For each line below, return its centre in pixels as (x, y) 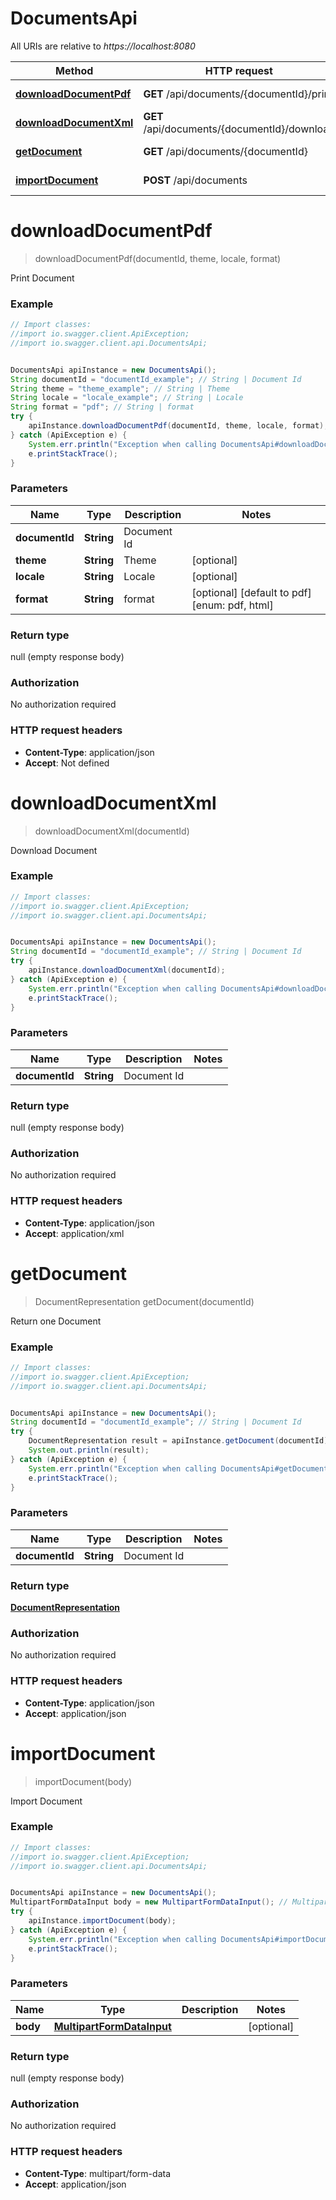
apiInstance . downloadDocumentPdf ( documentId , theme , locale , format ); (178, 426)
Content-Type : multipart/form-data (98, 2173)
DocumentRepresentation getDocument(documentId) (144, 1301)
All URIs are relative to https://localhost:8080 (103, 46)
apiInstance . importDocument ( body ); (102, 1921)
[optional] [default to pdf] (251, 592)
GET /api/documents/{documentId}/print (238, 94)
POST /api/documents (195, 180)
